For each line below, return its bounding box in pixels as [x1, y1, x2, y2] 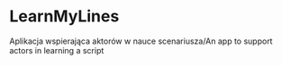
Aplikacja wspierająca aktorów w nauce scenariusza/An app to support [9, 36, 273, 46]
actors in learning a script [9, 45, 105, 55]
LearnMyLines [9, 6, 120, 27]
